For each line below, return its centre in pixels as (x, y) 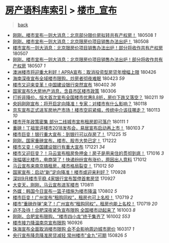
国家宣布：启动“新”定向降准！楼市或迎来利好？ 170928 (69, 172)
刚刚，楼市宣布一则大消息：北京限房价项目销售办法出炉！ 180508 (80, 41)
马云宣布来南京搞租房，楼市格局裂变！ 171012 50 (63, 166)
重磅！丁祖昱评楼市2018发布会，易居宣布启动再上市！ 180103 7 (78, 128)
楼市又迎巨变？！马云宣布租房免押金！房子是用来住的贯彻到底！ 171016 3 (88, 153)
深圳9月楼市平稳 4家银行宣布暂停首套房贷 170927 (64, 178)
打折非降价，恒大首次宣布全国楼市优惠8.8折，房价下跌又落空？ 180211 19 (88, 97)
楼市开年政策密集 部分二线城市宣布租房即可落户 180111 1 (70, 121)
